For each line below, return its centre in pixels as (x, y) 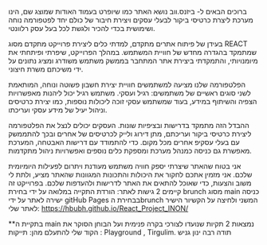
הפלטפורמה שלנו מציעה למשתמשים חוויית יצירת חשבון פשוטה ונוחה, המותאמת (127, 84)
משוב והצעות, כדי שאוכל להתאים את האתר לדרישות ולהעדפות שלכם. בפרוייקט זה (130, 183)
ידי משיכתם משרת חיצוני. (46, 69)
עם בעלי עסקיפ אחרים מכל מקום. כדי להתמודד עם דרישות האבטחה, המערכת (124, 142)
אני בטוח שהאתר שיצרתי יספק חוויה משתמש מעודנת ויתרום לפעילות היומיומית (125, 166)
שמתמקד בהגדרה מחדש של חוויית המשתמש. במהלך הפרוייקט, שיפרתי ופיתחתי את (133, 52)
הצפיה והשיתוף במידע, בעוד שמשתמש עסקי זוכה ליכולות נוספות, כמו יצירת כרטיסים (133, 101)
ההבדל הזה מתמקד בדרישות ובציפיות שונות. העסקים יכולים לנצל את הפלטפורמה (129, 125)
